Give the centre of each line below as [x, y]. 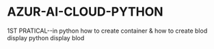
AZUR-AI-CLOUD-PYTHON [85, 12]
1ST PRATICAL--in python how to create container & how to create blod [107, 31]
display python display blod [46, 37]
